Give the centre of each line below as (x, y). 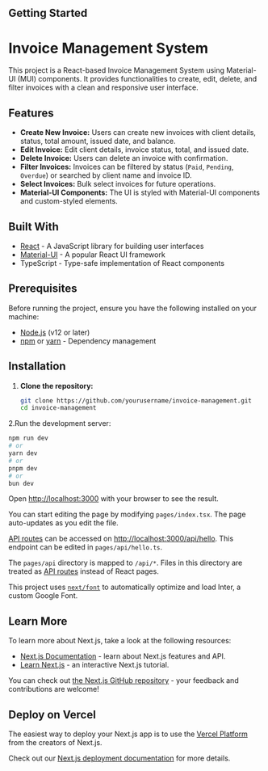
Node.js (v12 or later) (55, 332)
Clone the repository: (57, 385)
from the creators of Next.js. (55, 743)
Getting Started (48, 13)
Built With (33, 227)
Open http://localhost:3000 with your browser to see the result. (114, 499)
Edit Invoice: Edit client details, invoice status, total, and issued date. (134, 150)
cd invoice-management (58, 408)
